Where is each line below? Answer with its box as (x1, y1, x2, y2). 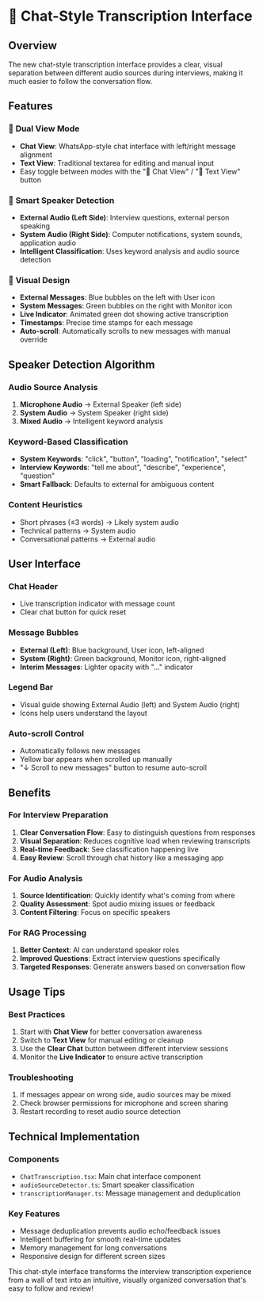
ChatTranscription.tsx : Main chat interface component (19, 1172, 201, 1181)
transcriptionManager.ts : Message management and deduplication (19, 1188, 241, 1198)
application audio (19, 238, 77, 247)
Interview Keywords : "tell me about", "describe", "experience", (19, 463, 227, 473)
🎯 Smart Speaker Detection (8, 194, 115, 205)
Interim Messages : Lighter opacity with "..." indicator (19, 662, 193, 672)
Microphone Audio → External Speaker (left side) (19, 400, 182, 409)
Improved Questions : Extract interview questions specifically (19, 954, 220, 963)
